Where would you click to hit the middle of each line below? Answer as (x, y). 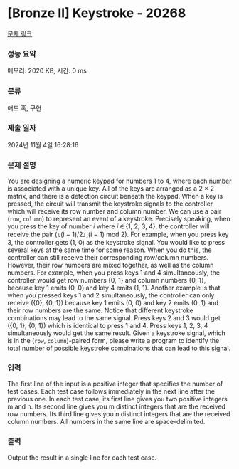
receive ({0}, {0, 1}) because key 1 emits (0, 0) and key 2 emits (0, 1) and (113, 303)
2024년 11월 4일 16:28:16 (43, 144)
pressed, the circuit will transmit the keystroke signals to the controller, (111, 204)
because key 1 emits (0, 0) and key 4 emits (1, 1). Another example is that (114, 288)
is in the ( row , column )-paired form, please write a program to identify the (113, 341)
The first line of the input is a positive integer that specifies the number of (115, 384)
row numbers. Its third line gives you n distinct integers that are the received (119, 414)
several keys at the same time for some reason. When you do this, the (110, 250)
